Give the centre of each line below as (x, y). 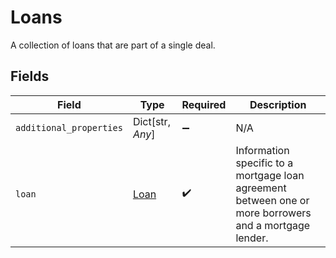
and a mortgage (273, 225)
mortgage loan (270, 175)
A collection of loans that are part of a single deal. (113, 45)
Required (204, 104)
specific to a (264, 163)
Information (262, 150)
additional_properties (69, 127)
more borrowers (273, 213)
